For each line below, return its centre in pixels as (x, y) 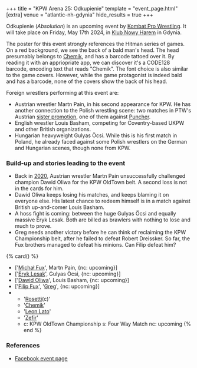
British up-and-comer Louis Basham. (59, 207)
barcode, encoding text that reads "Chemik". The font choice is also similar (97, 69)
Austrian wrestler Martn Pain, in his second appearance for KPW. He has (103, 104)
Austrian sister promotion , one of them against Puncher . (83, 117)
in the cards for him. (39, 188)
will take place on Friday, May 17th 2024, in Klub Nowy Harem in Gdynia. (94, 32)
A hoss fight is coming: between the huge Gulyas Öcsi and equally (95, 214)
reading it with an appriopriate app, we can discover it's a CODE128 (88, 62)
